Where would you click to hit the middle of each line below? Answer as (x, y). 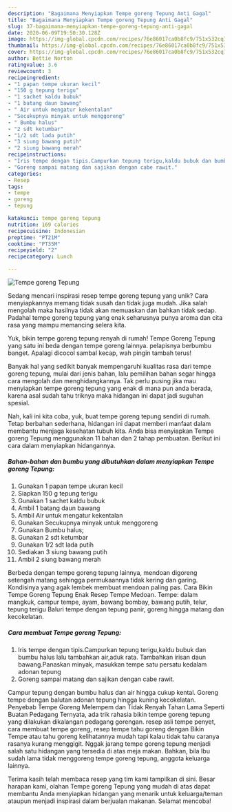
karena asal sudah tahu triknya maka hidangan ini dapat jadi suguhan (106, 396)
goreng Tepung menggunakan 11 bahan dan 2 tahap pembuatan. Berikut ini (114, 438)
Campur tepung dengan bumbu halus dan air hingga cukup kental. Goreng (113, 692)
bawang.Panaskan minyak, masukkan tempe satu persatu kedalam (112, 664)
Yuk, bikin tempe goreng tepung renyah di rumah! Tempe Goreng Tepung (112, 338)
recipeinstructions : (38, 155)
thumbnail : (23, 45)
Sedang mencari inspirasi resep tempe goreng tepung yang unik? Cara (108, 296)
